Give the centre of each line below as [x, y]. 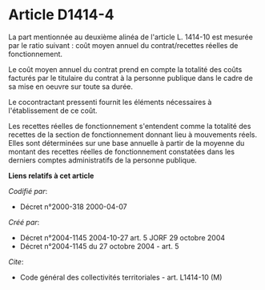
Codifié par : [28, 191]
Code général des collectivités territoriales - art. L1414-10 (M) [121, 277]
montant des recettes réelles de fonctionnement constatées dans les [121, 151]
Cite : [16, 261]
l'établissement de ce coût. [53, 111]
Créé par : [24, 222]
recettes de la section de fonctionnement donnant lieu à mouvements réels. [133, 135]
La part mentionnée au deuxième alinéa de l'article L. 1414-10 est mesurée [131, 37]
